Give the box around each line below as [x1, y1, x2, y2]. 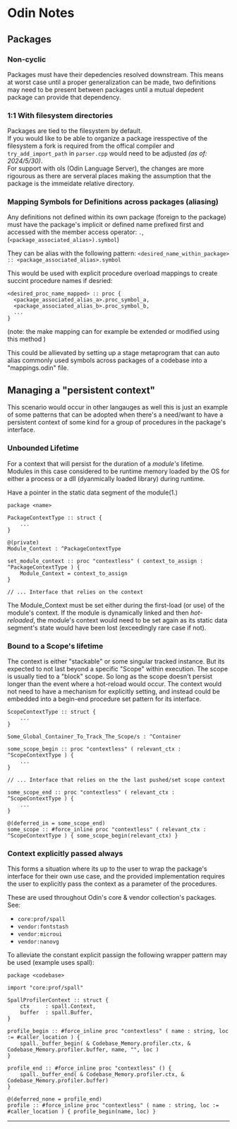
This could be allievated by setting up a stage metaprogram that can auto [7, 349, 220, 357]
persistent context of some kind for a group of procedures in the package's [7, 418, 226, 427]
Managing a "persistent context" [7, 384, 155, 396]
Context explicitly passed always [7, 848, 123, 858]
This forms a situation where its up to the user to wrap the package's [7, 864, 207, 873]
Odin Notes [7, 5, 75, 21]
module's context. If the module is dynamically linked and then [7, 608, 189, 617]
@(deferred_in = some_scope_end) [7, 819, 106, 827]
